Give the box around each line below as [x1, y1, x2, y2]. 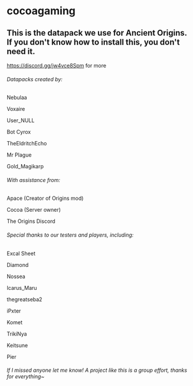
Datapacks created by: [6, 75, 63, 82]
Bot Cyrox [6, 129, 31, 136]
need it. [6, 46, 35, 56]
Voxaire [6, 106, 25, 113]
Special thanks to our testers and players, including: [6, 231, 134, 238]
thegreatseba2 [6, 295, 42, 303]
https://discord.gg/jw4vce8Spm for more [6, 62, 107, 69]
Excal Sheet [6, 250, 36, 257]
